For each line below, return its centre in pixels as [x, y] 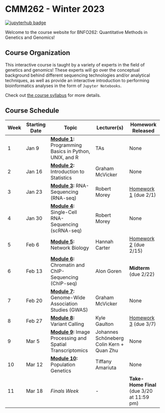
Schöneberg [110, 338]
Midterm [139, 268]
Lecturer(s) [110, 127]
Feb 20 [34, 300]
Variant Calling [68, 324]
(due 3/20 [141, 391]
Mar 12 [35, 364]
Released [143, 130]
